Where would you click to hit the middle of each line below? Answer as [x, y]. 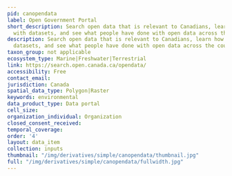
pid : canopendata [32, 14]
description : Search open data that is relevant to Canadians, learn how [116, 39]
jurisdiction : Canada [38, 85]
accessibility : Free [37, 71]
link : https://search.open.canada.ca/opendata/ [77, 65]
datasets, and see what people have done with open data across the [114, 46]
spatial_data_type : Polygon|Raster [58, 91]
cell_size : [23, 110]
